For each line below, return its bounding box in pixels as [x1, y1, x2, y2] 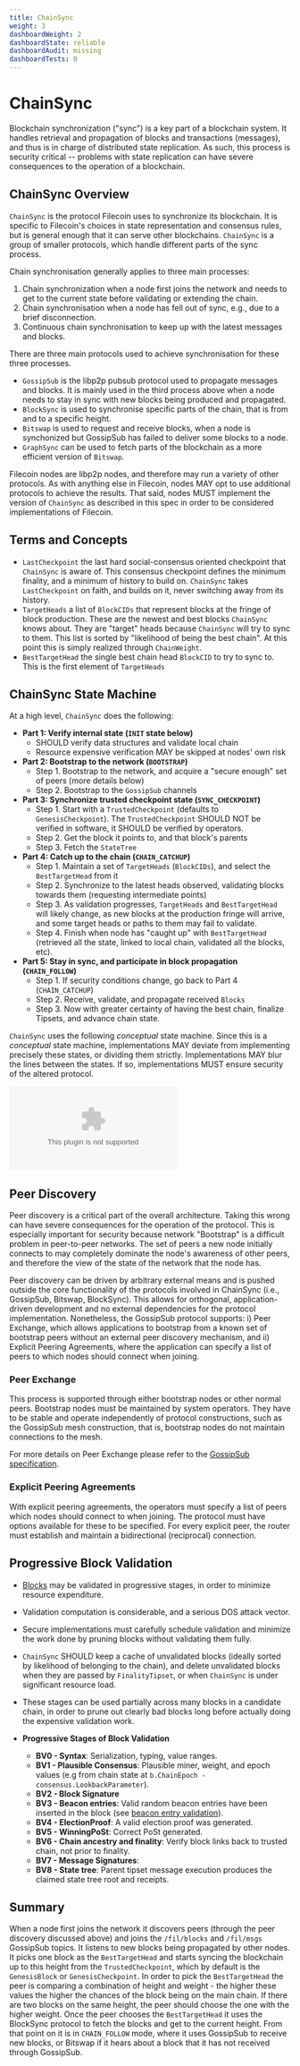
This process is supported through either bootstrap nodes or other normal [9, 1394, 281, 1404]
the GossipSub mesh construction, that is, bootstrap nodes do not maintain [9, 1422, 286, 1433]
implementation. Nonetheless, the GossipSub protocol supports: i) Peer [9, 1313, 271, 1324]
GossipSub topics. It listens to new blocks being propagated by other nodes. [9, 1942, 290, 1953]
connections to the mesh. [9, 1431, 103, 1442]
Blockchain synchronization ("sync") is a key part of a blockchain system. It [9, 123, 287, 133]
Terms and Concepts [9, 533, 128, 548]
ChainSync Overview [9, 187, 129, 202]
